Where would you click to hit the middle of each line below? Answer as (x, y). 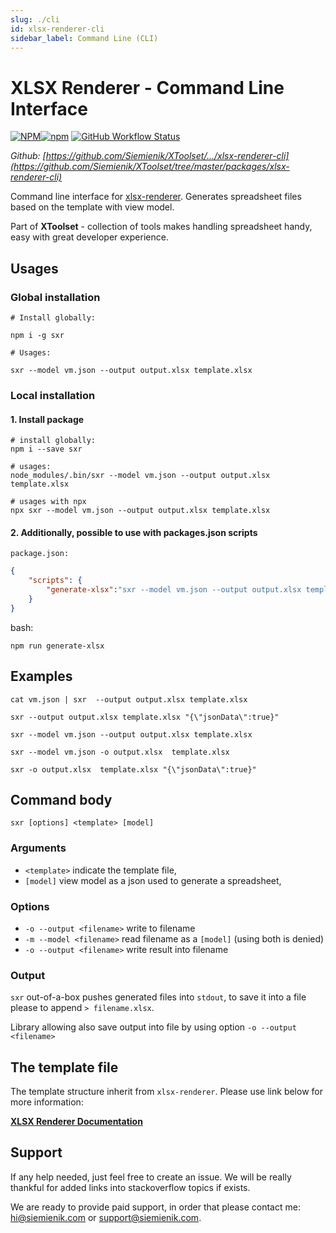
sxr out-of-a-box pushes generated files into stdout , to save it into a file (158, 997)
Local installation (53, 395)
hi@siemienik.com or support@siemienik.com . (106, 1217)
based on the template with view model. (92, 207)
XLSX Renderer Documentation (76, 1122)
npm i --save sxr (46, 449)
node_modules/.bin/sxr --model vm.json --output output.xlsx (140, 476)
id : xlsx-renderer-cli (57, 29)
